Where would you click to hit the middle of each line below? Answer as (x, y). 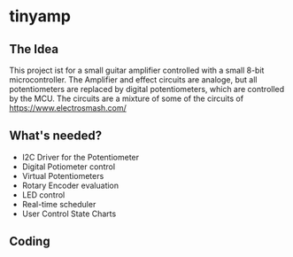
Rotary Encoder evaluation (70, 185)
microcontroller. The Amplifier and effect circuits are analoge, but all (133, 80)
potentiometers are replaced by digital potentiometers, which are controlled (147, 89)
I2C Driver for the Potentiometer (81, 157)
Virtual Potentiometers (63, 175)
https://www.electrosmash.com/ (68, 108)
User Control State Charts (69, 214)
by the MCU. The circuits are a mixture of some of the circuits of (127, 98)
